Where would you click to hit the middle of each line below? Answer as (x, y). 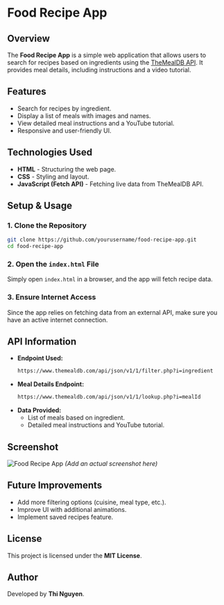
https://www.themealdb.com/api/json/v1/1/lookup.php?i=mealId (109, 397)
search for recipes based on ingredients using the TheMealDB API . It (105, 63)
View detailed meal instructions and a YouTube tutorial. (96, 123)
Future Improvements (55, 485)
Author (23, 578)
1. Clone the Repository (47, 225)
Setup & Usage (40, 206)
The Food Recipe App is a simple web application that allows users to (107, 55)
